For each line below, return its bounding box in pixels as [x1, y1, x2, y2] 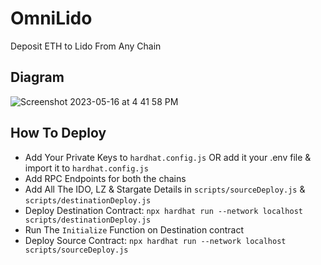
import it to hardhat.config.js [24, 162, 149, 174]
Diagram [10, 69, 65, 86]
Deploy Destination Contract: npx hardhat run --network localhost [24, 204, 304, 216]
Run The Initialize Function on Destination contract [24, 223, 245, 236]
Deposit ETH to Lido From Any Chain [10, 40, 162, 52]
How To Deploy [10, 125, 107, 142]
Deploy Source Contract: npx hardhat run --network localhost [24, 234, 287, 246]
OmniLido [10, 7, 93, 30]
